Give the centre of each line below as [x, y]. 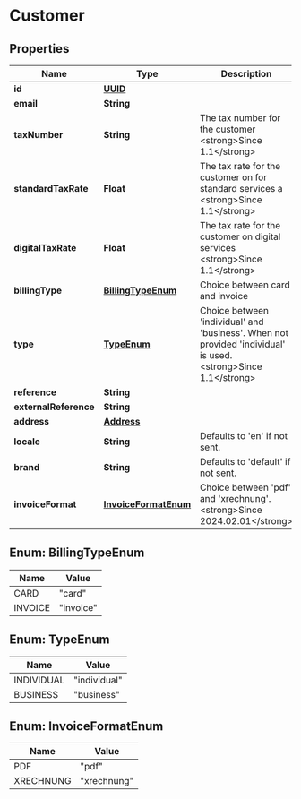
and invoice [224, 296]
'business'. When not [245, 333]
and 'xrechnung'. [236, 498]
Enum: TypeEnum [60, 640]
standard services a [242, 189]
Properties [39, 49]
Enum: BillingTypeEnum [77, 553]
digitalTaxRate [45, 248]
